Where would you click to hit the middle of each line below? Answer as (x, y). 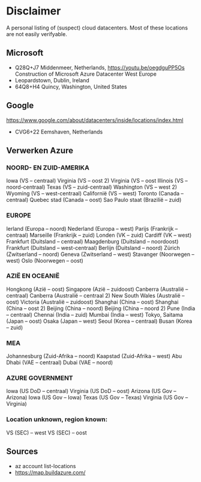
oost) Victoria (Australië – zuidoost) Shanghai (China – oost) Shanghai (92, 302)
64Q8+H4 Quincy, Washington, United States (71, 87)
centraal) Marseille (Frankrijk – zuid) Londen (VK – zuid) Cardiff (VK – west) (99, 235)
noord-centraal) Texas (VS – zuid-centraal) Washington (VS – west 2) (92, 187)
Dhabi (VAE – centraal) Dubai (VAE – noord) (60, 362)
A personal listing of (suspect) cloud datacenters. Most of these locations (97, 28)
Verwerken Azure (40, 151)
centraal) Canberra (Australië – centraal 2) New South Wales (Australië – (95, 295)
